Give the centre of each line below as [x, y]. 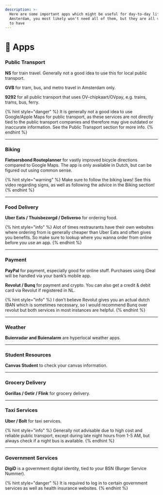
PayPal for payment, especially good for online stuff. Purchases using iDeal [80, 270]
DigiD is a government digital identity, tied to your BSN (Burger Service [76, 468]
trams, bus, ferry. [22, 102]
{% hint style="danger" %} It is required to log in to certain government [76, 483]
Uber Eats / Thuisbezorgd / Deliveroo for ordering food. [61, 218]
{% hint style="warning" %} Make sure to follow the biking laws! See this [78, 180]
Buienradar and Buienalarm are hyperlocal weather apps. [63, 337]
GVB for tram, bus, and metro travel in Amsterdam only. [60, 88]
